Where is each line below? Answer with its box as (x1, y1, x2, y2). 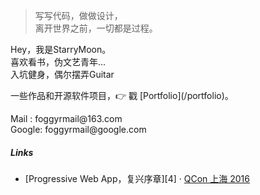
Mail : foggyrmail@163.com (10, 113, 123, 124)
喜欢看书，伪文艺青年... (10, 56, 107, 68)
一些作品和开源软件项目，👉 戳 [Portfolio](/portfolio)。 (10, 90, 234, 101)
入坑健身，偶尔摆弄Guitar (10, 69, 115, 80)
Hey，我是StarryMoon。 (10, 44, 112, 55)
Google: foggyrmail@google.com (10, 124, 147, 135)
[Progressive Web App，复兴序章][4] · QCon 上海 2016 (24, 172, 250, 184)
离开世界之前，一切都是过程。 (34, 22, 158, 34)
